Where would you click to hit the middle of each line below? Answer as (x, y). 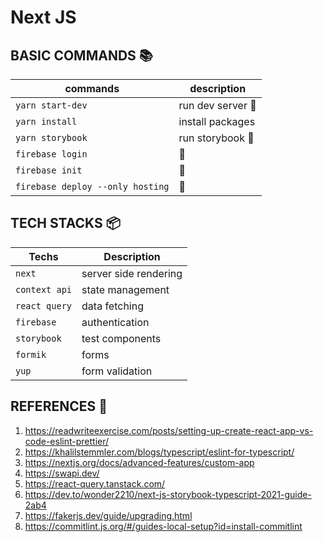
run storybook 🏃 (216, 138)
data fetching (113, 306)
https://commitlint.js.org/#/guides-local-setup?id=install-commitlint (163, 526)
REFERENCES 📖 (59, 406)
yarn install (46, 121)
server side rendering (132, 273)
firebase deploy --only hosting (92, 186)
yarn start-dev (51, 105)
